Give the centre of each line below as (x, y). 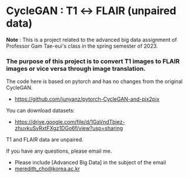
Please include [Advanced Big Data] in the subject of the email (90, 163)
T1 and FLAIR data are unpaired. (45, 140)
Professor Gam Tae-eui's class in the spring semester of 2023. (82, 46)
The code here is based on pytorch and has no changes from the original (95, 81)
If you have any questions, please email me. (59, 151)
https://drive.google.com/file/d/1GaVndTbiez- (70, 122)
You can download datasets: (41, 111)
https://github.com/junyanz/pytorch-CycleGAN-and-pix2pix (87, 99)
